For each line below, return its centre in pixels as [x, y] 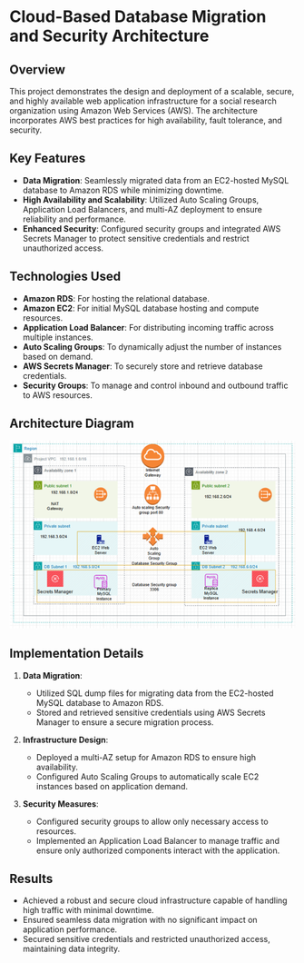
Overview [38, 69]
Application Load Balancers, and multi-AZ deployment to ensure [142, 209]
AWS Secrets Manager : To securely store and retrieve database [142, 366]
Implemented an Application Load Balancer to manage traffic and [157, 840]
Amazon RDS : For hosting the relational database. [116, 298]
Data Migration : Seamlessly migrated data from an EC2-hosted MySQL [156, 180]
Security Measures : [60, 804]
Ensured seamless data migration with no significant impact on [140, 920]
